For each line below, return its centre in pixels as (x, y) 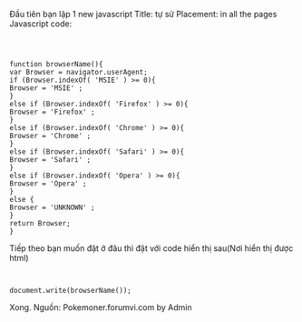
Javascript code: (41, 24)
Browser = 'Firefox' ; (52, 112)
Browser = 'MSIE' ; (46, 88)
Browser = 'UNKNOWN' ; (52, 207)
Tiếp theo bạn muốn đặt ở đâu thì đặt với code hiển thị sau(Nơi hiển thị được (151, 248)
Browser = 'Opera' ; (49, 184)
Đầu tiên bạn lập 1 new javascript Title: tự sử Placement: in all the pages (143, 14)
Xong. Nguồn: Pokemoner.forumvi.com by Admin (101, 307)
